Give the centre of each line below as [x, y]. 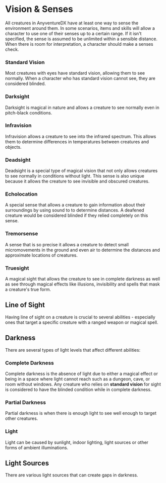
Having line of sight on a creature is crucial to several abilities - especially [80, 317]
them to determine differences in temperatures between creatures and [77, 142]
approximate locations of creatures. [41, 255]
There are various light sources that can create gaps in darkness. [72, 475]
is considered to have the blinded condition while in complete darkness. [79, 389]
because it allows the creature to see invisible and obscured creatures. [77, 181]
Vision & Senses [39, 9]
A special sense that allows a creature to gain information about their [75, 205]
